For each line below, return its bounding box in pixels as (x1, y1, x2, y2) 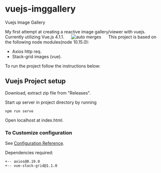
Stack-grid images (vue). (12, 53, 62, 59)
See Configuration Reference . (5, 141, 64, 146)
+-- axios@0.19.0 (5, 159, 40, 164)
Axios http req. (12, 48, 42, 54)
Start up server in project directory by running (5, 99, 97, 105)
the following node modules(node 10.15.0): (5, 39, 90, 45)
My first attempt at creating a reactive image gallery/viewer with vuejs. (5, 29, 146, 34)
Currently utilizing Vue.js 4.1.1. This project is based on (5, 34, 157, 40)
